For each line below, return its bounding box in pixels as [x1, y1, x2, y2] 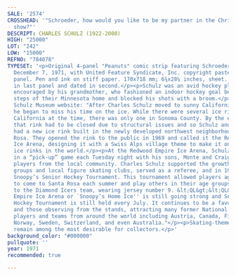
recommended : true [7, 252, 61, 259]
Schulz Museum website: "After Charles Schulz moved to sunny [13, 102, 199, 109]
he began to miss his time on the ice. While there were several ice [13, 108, 221, 115]
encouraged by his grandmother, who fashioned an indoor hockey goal [13, 88, 221, 96]
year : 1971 [7, 245, 39, 253]
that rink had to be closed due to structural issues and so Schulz [13, 121, 218, 129]
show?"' [13, 23, 37, 30]
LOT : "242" [7, 43, 39, 50]
